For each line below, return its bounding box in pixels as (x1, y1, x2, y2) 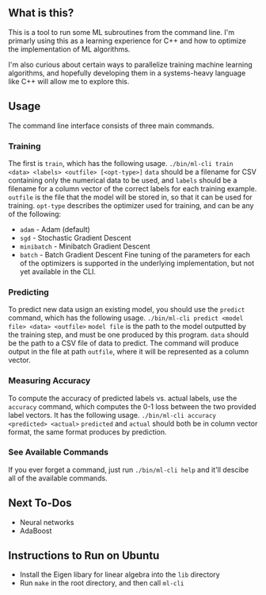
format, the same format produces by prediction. (8, 427, 168, 436)
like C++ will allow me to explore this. (8, 76, 130, 86)
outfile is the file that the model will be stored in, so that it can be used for (8, 192, 253, 202)
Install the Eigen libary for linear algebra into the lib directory (19, 570, 220, 579)
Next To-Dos (8, 496, 73, 510)
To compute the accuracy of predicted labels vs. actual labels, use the (8, 393, 237, 403)
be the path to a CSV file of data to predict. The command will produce (8, 338, 239, 348)
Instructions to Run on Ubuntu (8, 549, 160, 562)
